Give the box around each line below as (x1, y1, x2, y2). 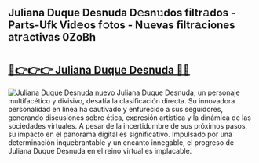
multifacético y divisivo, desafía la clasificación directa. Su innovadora (8, 96, 235, 105)
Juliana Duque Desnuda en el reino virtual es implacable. (8, 147, 192, 155)
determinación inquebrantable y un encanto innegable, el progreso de (8, 138, 234, 147)
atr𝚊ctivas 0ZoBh (8, 31, 97, 44)
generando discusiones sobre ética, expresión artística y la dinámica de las (8, 113, 251, 122)
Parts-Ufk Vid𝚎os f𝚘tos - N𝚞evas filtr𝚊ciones (8, 19, 235, 32)
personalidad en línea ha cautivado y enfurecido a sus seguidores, (8, 105, 224, 114)
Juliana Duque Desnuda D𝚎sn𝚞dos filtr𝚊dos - (8, 6, 236, 20)
